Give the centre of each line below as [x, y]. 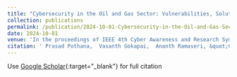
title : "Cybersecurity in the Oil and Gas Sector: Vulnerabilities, [110, 14]
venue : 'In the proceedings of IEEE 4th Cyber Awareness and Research [113, 40]
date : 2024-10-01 [33, 33]
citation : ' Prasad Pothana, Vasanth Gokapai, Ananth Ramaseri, [107, 46]
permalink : [23, 27]
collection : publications [45, 20]
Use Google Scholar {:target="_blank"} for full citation [85, 66]
